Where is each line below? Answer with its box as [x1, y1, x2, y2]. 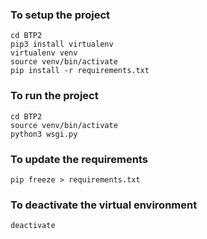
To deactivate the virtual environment [10, 198, 198, 212]
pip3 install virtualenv [10, 39, 114, 50]
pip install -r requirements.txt [10, 66, 150, 76]
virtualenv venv [10, 48, 78, 58]
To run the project [10, 89, 99, 103]
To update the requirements [10, 152, 148, 166]
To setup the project [10, 8, 111, 22]
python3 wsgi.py [10, 129, 78, 139]
